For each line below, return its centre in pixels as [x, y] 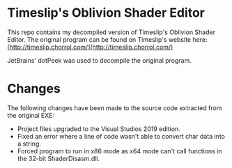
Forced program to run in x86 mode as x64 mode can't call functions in [119, 151]
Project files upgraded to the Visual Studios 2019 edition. [99, 129]
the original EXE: [31, 115]
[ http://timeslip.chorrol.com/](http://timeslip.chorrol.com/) [90, 47]
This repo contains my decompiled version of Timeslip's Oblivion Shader [111, 32]
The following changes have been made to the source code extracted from [115, 108]
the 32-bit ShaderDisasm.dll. [59, 158]
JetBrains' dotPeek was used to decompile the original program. [99, 60]
